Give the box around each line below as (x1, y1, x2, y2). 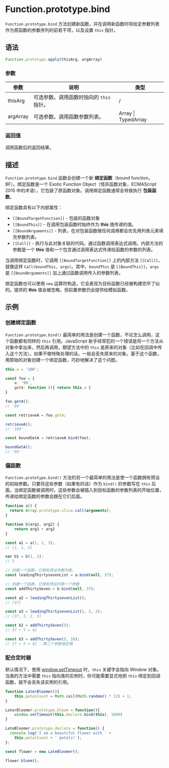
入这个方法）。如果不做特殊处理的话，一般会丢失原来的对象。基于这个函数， (5, 351, 162, 357)
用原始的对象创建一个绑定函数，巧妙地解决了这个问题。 (5, 357, 120, 363)
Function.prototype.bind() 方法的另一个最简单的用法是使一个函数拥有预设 (5, 474, 160, 481)
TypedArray (119, 116, 147, 123)
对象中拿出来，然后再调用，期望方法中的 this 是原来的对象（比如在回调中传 (5, 344, 162, 350)
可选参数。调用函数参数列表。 (33, 113, 104, 120)
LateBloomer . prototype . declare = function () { (5, 726, 105, 731)
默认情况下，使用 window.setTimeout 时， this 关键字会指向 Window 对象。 (5, 666, 162, 672)
